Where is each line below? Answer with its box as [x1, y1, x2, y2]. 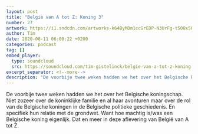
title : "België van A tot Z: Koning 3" [6, 14, 104, 20]
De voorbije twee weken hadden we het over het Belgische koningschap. [6, 91, 183, 98]
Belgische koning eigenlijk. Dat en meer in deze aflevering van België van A [6, 116, 189, 123]
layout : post [6, 8, 38, 15]
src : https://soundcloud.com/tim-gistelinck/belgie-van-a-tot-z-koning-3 [11, 63, 196, 70]
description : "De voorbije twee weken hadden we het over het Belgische [6, 74, 189, 80]
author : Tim [6, 31, 35, 37]
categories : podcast [6, 42, 57, 48]
